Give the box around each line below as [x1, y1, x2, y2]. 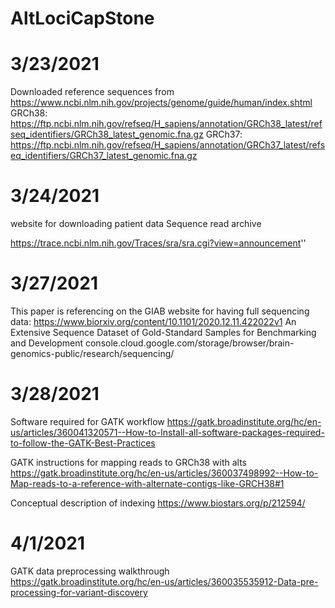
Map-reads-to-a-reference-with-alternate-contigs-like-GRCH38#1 [10, 477, 285, 489]
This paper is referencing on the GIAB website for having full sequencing [10, 305, 310, 317]
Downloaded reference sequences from [10, 86, 175, 98]
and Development [10, 337, 84, 349]
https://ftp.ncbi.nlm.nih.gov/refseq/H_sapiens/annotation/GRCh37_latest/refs [10, 139, 326, 151]
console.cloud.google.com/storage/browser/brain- [84, 337, 295, 349]
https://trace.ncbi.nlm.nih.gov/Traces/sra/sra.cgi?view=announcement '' [10, 237, 307, 249]
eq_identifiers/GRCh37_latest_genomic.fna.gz [10, 150, 198, 162]
